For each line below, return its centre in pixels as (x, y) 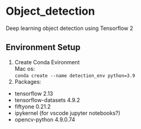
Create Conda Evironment (47, 62)
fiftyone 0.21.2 (33, 106)
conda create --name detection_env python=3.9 (75, 76)
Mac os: (25, 68)
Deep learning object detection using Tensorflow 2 (70, 28)
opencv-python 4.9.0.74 (45, 119)
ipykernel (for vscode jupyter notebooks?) (67, 113)
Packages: (28, 81)
